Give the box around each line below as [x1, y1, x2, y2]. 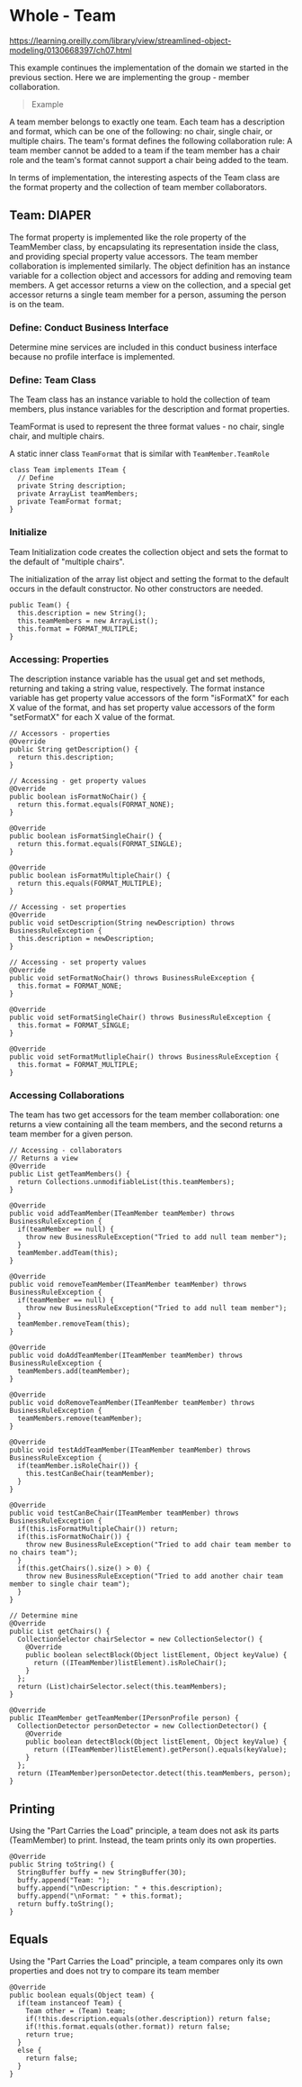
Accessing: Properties [9, 652, 110, 665]
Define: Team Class [9, 373, 97, 386]
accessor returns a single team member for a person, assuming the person [9, 289, 287, 300]
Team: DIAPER [9, 208, 92, 223]
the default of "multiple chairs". [9, 556, 125, 567]
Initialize [9, 526, 48, 539]
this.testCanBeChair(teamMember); [25, 1470, 155, 1479]
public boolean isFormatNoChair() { [9, 792, 147, 801]
